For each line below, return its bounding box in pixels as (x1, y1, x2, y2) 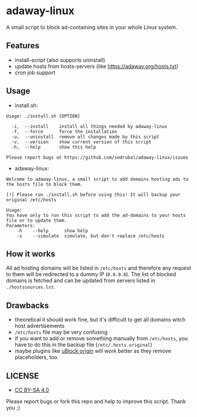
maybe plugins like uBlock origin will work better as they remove (14, 347, 172, 354)
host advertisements (14, 323, 65, 330)
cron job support (14, 69, 56, 76)
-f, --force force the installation (11, 129, 117, 134)
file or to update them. (6, 217, 67, 224)
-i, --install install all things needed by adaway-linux (11, 123, 168, 129)
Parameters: (6, 222, 35, 228)
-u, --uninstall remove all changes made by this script (11, 134, 160, 140)
